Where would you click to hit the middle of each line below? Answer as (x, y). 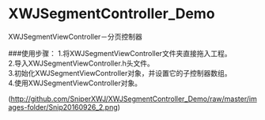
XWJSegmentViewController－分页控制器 (75, 36)
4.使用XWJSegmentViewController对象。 (75, 83)
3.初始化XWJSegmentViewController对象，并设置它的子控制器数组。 (120, 73)
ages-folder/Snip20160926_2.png (63, 107)
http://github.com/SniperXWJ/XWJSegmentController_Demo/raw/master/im (134, 99)
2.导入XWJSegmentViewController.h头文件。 (81, 63)
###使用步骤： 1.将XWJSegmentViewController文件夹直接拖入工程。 (120, 53)
